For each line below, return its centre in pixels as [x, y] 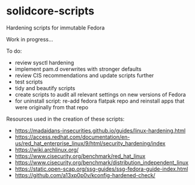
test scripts [29, 82]
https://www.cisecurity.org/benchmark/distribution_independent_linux [102, 162]
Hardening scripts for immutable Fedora [55, 28]
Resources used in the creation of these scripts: [65, 119]
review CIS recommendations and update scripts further [84, 75]
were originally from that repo [52, 107]
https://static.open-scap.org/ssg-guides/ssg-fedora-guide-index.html [101, 169]
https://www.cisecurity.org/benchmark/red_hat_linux [80, 156]
